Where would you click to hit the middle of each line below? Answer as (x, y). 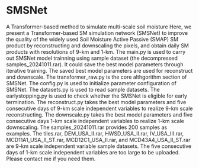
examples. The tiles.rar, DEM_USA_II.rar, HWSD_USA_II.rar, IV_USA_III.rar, (95, 133)
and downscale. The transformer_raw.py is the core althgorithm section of (97, 77)
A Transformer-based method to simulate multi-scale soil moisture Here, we (99, 27)
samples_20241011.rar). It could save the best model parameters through (95, 64)
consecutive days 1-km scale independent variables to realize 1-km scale (95, 121)
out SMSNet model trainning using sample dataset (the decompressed (92, 58)
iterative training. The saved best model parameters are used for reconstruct (99, 70)
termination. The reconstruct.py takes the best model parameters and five (96, 102)
